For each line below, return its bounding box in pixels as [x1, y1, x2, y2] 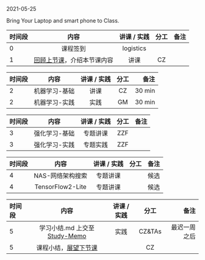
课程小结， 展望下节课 [36, 244, 98, 252]
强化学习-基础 [34, 129, 75, 137]
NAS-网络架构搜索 [34, 172, 87, 179]
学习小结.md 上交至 [39, 224, 95, 232]
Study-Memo [47, 232, 87, 240]
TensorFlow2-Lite [34, 182, 87, 191]
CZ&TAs [138, 227, 162, 236]
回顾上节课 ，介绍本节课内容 [34, 56, 114, 64]
